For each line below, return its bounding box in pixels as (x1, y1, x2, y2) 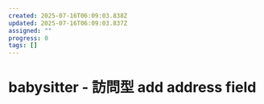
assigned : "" (8, 26, 52, 34)
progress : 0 (8, 34, 48, 42)
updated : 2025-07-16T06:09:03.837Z (8, 19, 128, 27)
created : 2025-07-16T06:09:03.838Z (8, 11, 128, 20)
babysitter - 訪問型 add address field (8, 78, 257, 97)
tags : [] (8, 42, 38, 50)
